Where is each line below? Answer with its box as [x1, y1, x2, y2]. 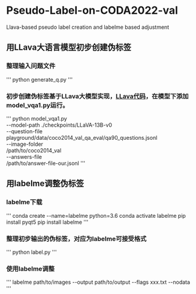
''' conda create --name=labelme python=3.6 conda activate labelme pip [6, 212, 186, 219]
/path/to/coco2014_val [6, 146, 62, 154]
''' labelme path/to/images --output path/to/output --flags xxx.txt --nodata [6, 278, 191, 286]
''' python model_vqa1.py [6, 115, 67, 122]
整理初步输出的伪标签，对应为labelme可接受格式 [6, 235, 147, 243]
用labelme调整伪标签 [6, 178, 84, 189]
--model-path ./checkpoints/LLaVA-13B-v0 [6, 121, 113, 128]
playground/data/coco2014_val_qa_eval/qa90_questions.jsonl [6, 134, 158, 141]
